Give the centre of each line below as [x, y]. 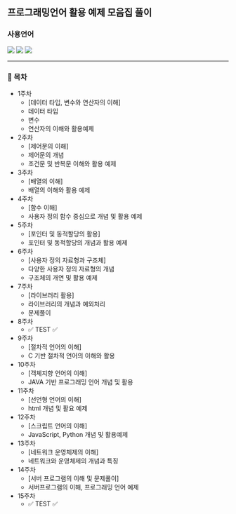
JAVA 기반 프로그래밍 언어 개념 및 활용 [80, 381]
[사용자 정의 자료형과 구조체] [67, 260]
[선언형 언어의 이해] [55, 399]
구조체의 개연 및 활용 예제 [63, 277]
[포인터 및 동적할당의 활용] [64, 234]
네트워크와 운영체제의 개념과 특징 [73, 461]
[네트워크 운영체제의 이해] [63, 452]
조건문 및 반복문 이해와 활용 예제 [72, 163]
